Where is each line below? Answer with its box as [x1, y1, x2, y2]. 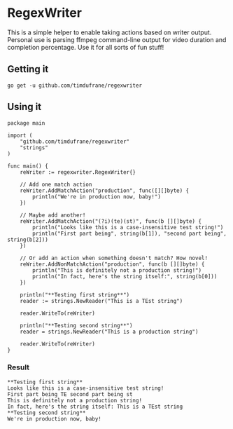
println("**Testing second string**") [20, 322, 133, 329]
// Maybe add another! [20, 212, 86, 219]
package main [7, 119, 45, 127]
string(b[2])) [7, 236, 49, 243]
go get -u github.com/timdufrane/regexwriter [7, 82, 142, 89]
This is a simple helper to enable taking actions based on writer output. [7, 28, 212, 36]
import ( [7, 132, 33, 139]
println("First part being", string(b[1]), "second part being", [32, 230, 227, 237]
